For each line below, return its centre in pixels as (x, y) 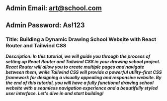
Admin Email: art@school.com (54, 8)
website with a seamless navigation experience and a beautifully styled (82, 88)
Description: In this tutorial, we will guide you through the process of (78, 56)
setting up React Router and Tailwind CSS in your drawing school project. (83, 62)
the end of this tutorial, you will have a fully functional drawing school (80, 83)
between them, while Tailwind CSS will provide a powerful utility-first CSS (84, 72)
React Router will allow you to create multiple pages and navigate (75, 67)
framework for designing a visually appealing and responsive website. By (84, 78)
